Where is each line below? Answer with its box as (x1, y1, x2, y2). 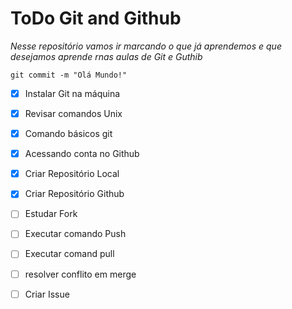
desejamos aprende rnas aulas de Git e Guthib (10, 50, 203, 62)
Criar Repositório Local (24, 168, 120, 180)
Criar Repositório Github (24, 188, 125, 200)
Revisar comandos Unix (24, 108, 123, 119)
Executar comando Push (24, 228, 127, 240)
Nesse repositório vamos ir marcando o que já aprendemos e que (10, 40, 282, 52)
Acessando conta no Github (24, 148, 140, 160)
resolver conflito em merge (24, 268, 137, 280)
